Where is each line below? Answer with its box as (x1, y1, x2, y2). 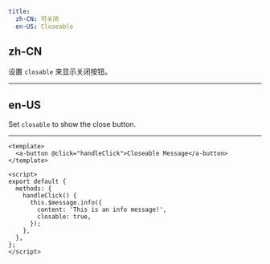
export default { (8, 177, 67, 186)
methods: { (15, 185, 52, 193)
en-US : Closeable (15, 22, 74, 30)
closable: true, (37, 213, 92, 221)
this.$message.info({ (29, 199, 103, 207)
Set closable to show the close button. (8, 120, 137, 129)
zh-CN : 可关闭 (15, 14, 59, 23)
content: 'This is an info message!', (37, 205, 167, 214)
